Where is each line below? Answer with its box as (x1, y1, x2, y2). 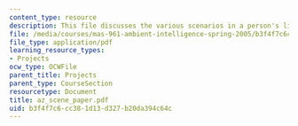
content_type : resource (9, 12, 98, 22)
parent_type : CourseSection (9, 79, 114, 88)
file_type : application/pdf (9, 37, 114, 47)
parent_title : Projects (9, 71, 98, 80)
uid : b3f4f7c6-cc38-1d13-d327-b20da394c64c (9, 104, 173, 113)
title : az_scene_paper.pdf (9, 95, 109, 105)
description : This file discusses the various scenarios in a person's (9, 21, 279, 30)
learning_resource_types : (9, 46, 105, 55)
